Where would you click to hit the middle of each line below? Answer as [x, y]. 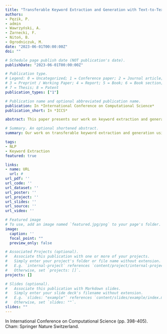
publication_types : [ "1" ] [32, 92]
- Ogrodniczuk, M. [24, 42]
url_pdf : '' [17, 179]
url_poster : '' [21, 192]
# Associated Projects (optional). [42, 252]
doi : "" [13, 51]
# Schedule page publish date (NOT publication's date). [65, 60]
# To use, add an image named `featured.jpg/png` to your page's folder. [83, 224]
